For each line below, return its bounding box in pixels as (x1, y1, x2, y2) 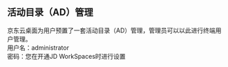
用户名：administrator (7, 44, 69, 52)
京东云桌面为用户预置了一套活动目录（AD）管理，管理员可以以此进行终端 (7, 26, 216, 35)
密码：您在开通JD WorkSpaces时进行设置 (7, 52, 126, 60)
